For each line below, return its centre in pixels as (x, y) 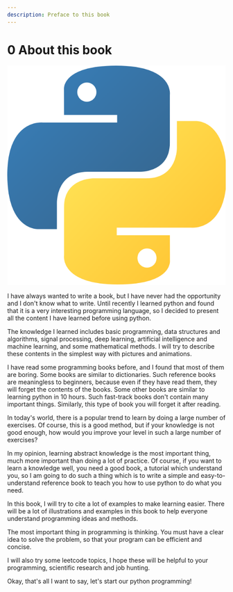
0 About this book (60, 50)
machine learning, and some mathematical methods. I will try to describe (111, 346)
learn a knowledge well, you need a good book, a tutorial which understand (115, 468)
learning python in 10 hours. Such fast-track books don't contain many (108, 397)
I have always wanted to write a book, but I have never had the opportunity (114, 296)
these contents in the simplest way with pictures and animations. (100, 353)
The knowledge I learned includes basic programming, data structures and (114, 331)
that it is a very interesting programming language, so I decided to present (113, 310)
